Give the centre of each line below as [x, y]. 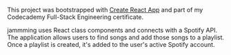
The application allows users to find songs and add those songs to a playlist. [116, 37]
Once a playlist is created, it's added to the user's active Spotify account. [111, 44]
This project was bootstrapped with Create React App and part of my [105, 10]
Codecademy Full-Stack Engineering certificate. [76, 17]
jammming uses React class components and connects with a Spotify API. [112, 30]
